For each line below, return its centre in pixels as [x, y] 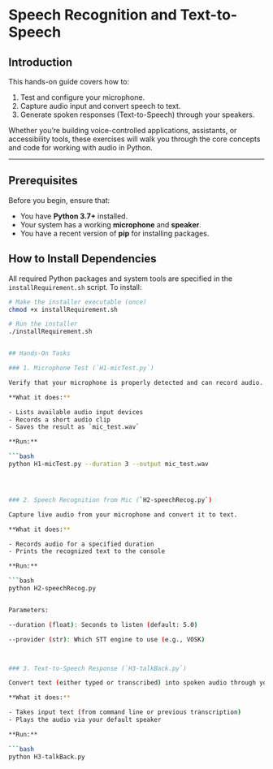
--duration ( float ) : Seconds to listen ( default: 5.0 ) [103, 624]
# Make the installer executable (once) [78, 302]
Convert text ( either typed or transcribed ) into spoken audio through [132, 683]
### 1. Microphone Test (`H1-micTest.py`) [81, 368]
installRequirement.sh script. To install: [75, 287]
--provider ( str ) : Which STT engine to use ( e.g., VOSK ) [107, 639]
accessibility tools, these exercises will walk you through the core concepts [134, 139]
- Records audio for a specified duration [81, 544]
